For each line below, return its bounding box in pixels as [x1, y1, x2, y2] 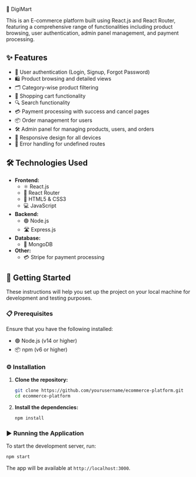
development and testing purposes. [6, 294, 92, 302]
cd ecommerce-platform [14, 393, 71, 399]
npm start [6, 453, 31, 459]
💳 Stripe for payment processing [23, 253, 105, 260]
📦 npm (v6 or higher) [14, 346, 68, 353]
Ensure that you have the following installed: [6, 325, 114, 332]
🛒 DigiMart [6, 6, 32, 12]
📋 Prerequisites [6, 310, 53, 318]
